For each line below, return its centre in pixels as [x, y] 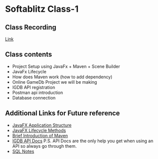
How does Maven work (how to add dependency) [62, 77]
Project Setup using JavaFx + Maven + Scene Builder [66, 66]
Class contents [29, 54]
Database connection [34, 97]
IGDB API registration [34, 87]
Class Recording [31, 27]
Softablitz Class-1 [42, 9]
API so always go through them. [44, 146]
